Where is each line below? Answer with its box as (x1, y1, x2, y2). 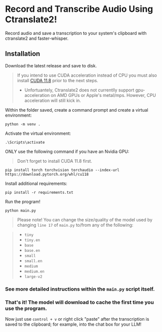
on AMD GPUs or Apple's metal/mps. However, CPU (51, 92, 156, 98)
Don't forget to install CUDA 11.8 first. (17, 158, 92, 164)
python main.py (5, 208, 36, 213)
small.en (24, 258, 43, 264)
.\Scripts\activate (5, 140, 45, 145)
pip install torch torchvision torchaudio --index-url (5, 167, 120, 173)
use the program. (5, 305, 48, 312)
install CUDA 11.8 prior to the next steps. (17, 77, 98, 83)
